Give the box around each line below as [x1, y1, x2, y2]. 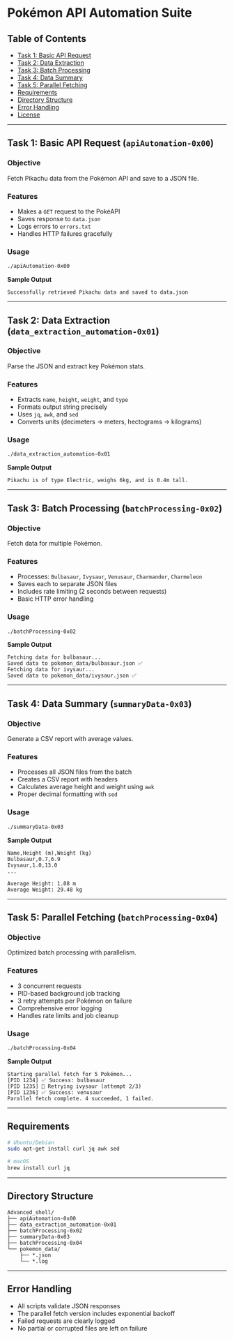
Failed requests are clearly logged [17, 1317, 116, 1325]
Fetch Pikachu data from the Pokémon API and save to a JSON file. [7, 174, 199, 182]
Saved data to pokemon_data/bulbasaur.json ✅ [7, 660, 143, 667]
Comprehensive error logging [17, 1003, 102, 1012]
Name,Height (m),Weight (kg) [7, 849, 92, 856]
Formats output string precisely [17, 403, 108, 411]
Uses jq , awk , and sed [17, 410, 79, 419]
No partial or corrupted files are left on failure [17, 1324, 148, 1332]
